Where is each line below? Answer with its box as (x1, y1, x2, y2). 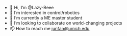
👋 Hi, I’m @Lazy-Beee (9, 5, 54, 10)
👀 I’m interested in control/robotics (9, 10, 80, 16)
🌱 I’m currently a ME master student (9, 15, 82, 20)
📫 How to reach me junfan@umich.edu (9, 26, 90, 31)
